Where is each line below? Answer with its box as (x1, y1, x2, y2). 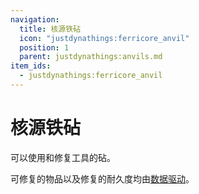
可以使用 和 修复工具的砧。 (10, 151, 116, 163)
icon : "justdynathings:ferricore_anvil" (19, 33, 190, 43)
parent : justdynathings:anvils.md (19, 52, 163, 62)
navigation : (10, 14, 60, 25)
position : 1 (19, 42, 70, 53)
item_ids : (10, 61, 52, 71)
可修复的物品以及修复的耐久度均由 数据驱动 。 (10, 172, 195, 185)
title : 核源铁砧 (19, 24, 82, 34)
